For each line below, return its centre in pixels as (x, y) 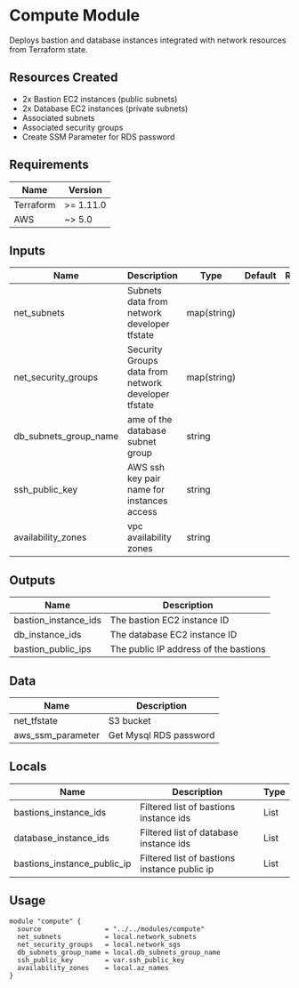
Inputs (28, 250)
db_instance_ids (48, 635)
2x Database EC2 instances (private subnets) (105, 108)
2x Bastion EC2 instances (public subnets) (100, 99)
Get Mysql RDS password (162, 735)
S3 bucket (129, 721)
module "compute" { (45, 921)
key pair (144, 478)
